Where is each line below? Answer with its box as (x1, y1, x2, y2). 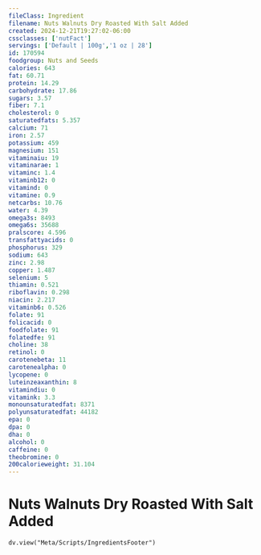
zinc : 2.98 (8, 258, 45, 266)
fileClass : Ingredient (8, 11, 84, 20)
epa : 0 (8, 416, 31, 424)
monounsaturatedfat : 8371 (8, 401, 95, 409)
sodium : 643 (8, 251, 48, 259)
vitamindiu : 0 (8, 385, 56, 394)
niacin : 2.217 (8, 296, 56, 304)
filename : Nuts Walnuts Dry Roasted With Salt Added (8, 19, 189, 27)
